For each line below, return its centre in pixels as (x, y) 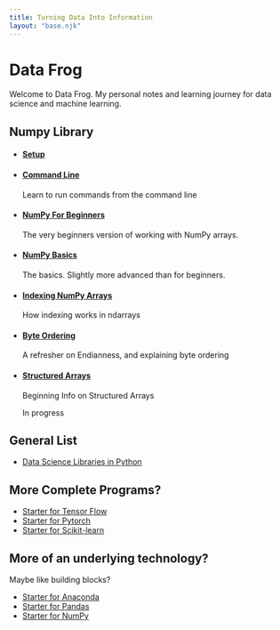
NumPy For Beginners (63, 215)
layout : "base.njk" (45, 26)
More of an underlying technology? (109, 558)
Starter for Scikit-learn (63, 530)
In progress (43, 412)
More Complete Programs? (85, 490)
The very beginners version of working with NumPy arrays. (130, 234)
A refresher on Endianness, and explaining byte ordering (125, 355)
